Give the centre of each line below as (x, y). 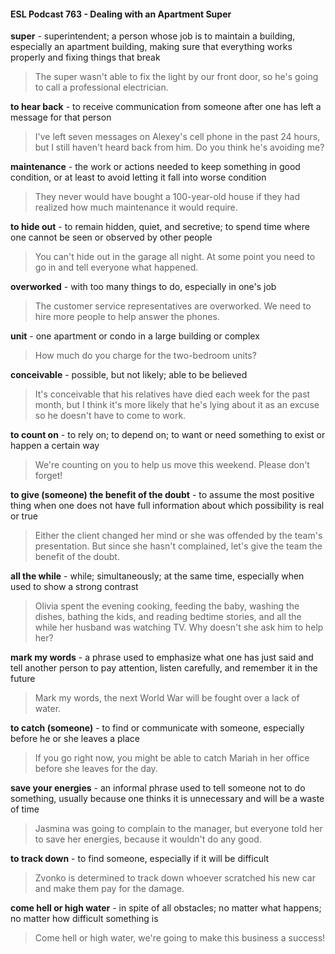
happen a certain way (55, 446)
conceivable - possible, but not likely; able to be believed (129, 375)
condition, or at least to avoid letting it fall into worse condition (138, 177)
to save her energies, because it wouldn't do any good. (148, 839)
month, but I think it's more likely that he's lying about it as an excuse (177, 405)
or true (24, 516)
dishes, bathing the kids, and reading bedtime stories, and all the (168, 617)
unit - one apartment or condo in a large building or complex (135, 336)
